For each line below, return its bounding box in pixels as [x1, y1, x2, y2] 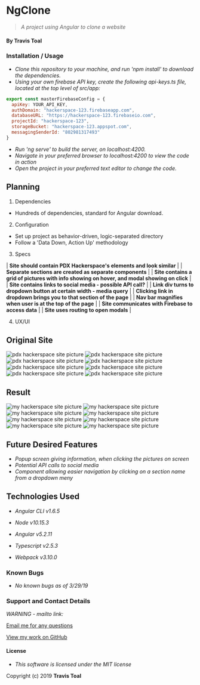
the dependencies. [14, 72, 61, 79]
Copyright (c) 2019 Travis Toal [6, 672, 82, 679]
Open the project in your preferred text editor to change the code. [14, 165, 177, 172]
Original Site [6, 335, 53, 345]
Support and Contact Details [6, 597, 91, 606]
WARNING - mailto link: [6, 610, 64, 618]
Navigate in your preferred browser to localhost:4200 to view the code [14, 152, 189, 159]
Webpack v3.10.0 [14, 553, 58, 561]
